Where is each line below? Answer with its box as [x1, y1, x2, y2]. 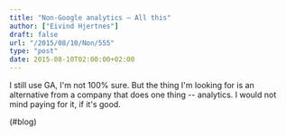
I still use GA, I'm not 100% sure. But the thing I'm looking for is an [9, 80, 254, 90]
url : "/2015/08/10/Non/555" [9, 38, 115, 48]
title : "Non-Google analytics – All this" [9, 13, 171, 23]
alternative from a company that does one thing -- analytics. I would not [9, 89, 277, 100]
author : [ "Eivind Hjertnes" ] [9, 22, 119, 31]
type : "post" [9, 47, 59, 56]
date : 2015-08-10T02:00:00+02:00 [9, 55, 135, 64]
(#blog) [9, 116, 38, 127]
